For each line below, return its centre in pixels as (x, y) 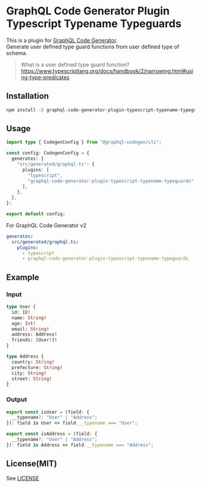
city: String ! (29, 373)
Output (17, 400)
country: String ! (33, 362)
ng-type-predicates (45, 77)
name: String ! (29, 318)
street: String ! (32, 379)
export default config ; (36, 214)
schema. (17, 53)
